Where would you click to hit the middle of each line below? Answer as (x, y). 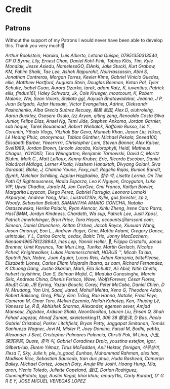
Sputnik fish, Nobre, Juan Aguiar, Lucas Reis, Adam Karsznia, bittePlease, (83, 258)
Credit (18, 9)
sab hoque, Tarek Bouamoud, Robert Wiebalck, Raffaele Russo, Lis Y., (79, 126)
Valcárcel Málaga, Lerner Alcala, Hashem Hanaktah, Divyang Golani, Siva (83, 164)
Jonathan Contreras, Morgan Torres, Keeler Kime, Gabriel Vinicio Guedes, (83, 77)
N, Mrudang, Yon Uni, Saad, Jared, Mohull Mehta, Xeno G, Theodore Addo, (84, 290)
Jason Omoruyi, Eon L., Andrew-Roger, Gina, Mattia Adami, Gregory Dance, (85, 231)
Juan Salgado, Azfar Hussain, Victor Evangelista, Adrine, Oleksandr (76, 104)
